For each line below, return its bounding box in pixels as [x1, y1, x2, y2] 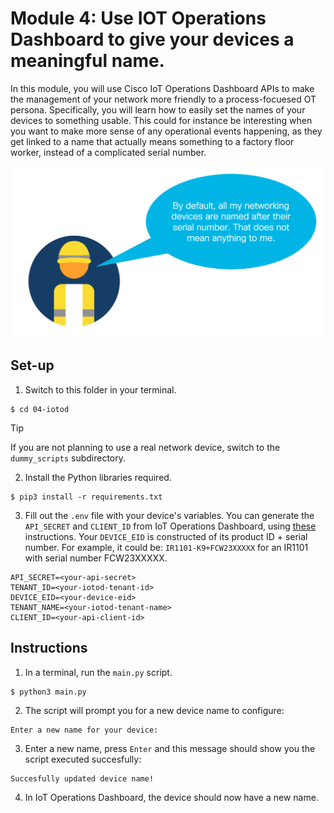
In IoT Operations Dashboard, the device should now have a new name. [24, 791, 319, 803]
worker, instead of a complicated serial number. [10, 146, 207, 158]
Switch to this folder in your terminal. [24, 383, 177, 396]
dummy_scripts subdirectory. [10, 452, 127, 464]
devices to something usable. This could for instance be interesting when [10, 114, 313, 126]
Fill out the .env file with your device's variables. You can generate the [24, 509, 315, 521]
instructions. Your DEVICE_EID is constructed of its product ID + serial [24, 530, 308, 542]
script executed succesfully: [24, 753, 142, 765]
